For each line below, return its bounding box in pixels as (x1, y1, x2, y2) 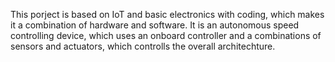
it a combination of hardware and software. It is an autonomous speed (10, 19, 300, 31)
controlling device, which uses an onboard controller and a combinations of (10, 30, 322, 41)
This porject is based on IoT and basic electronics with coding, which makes (10, 9, 325, 20)
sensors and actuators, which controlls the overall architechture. (10, 40, 276, 52)
